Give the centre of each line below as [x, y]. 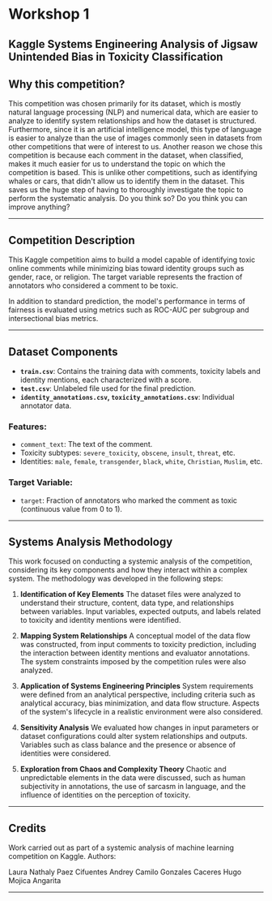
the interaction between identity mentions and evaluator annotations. [135, 653]
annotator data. [46, 405]
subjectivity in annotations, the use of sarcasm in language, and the [133, 787]
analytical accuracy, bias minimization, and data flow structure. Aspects [140, 703]
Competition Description [72, 240]
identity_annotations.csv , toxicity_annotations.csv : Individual [127, 397]
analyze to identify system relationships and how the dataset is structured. [132, 121]
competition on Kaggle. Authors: [62, 856]
